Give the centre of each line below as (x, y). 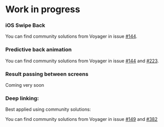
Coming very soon (25, 85)
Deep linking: (22, 98)
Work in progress (43, 9)
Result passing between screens (47, 74)
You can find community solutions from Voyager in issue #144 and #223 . (82, 61)
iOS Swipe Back (25, 26)
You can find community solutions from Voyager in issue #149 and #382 (81, 119)
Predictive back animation (38, 49)
